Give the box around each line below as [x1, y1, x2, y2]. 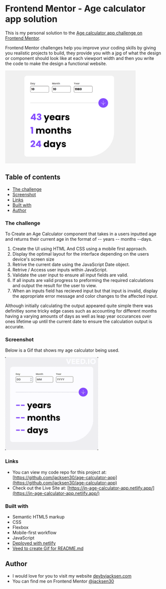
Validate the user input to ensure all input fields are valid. [12, 272, 129, 278]
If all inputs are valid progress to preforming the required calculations [12, 277, 154, 283]
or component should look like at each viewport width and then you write [5, 55, 155, 61]
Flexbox [12, 524, 29, 530]
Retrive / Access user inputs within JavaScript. [12, 267, 108, 273]
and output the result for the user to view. [12, 283, 97, 289]
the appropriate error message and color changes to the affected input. [12, 293, 158, 299]
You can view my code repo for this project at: [12, 469, 107, 475]
